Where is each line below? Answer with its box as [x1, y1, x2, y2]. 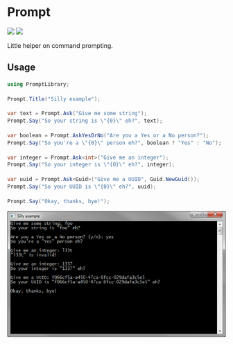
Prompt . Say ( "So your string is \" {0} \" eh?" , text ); [7, 117, 163, 125]
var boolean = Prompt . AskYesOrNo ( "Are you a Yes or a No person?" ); [7, 132, 209, 139]
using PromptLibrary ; [7, 80, 70, 87]
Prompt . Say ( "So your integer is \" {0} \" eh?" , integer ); [7, 161, 175, 169]
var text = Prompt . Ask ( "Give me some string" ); [7, 110, 148, 117]
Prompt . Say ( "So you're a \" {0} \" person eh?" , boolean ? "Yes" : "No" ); [7, 139, 222, 146]
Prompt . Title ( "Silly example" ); [7, 95, 101, 103]
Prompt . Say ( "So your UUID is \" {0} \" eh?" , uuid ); [7, 183, 157, 190]
